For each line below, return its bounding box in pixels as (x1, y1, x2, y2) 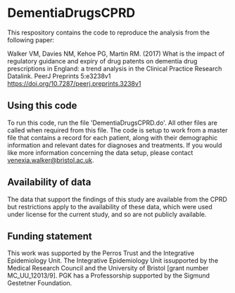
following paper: (7, 35, 55, 44)
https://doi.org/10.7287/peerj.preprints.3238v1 (7, 79, 141, 87)
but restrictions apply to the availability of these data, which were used (7, 202, 212, 211)
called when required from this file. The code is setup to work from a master (7, 125, 228, 135)
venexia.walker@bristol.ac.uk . (7, 156, 94, 164)
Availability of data (7, 176, 91, 188)
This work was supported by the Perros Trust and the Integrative (7, 249, 195, 258)
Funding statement (7, 230, 93, 242)
